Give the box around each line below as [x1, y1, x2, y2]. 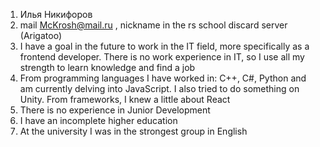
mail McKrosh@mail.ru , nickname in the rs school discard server [19, 19, 288, 31]
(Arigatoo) [19, 30, 62, 41]
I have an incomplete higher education [19, 115, 178, 126]
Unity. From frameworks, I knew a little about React [19, 94, 231, 105]
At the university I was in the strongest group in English [19, 125, 248, 137]
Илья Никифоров [19, 9, 93, 20]
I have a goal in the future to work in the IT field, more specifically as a [19, 40, 310, 52]
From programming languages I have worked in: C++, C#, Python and [19, 72, 307, 84]
